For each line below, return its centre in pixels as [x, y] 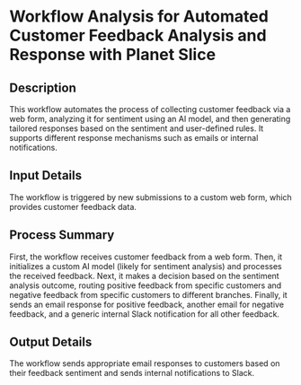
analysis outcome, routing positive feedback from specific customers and [146, 285]
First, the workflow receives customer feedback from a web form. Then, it [146, 257]
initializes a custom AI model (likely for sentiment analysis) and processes [146, 266]
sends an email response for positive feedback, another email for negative [147, 304]
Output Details [51, 342]
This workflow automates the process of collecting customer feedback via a [150, 109]
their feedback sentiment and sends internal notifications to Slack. [132, 373]
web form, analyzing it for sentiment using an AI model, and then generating [150, 119]
